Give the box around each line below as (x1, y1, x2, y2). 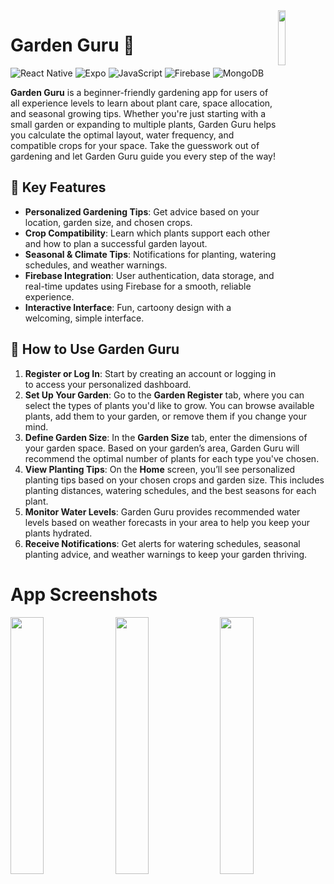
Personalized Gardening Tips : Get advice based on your (24, 205, 260, 218)
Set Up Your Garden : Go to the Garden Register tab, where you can (24, 389, 305, 401)
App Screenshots (10, 583, 158, 606)
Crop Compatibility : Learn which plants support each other (24, 227, 271, 239)
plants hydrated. (24, 527, 93, 539)
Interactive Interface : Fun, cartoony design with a (24, 301, 232, 313)
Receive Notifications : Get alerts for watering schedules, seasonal (24, 537, 301, 549)
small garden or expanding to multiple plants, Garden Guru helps (10, 118, 277, 130)
